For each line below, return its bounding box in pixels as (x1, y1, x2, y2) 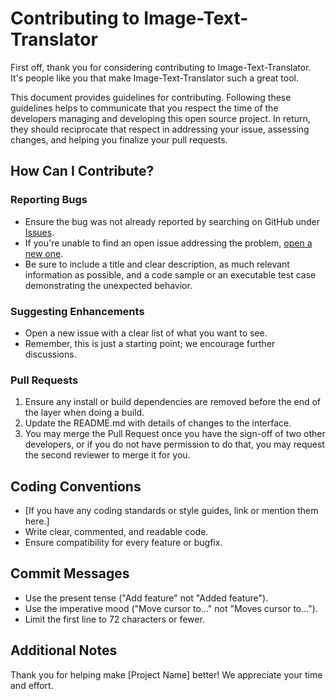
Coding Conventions (10, 478, 142, 495)
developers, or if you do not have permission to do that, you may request (24, 438, 325, 451)
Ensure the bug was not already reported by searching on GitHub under (24, 215, 321, 227)
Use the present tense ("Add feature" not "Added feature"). (24, 592, 269, 604)
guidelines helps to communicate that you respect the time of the (10, 102, 279, 114)
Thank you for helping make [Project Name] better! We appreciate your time (10, 668, 323, 681)
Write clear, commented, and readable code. (24, 526, 209, 538)
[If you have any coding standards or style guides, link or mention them (24, 505, 319, 517)
